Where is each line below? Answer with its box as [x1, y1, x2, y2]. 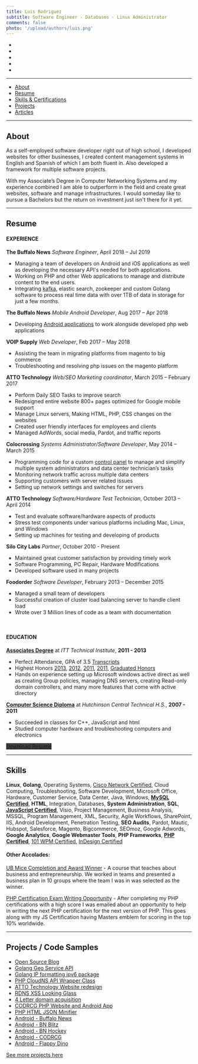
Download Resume [6, 742, 52, 750]
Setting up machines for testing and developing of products [14, 531, 160, 539]
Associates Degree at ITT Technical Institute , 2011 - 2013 [6, 647, 147, 654]
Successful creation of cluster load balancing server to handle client [14, 596, 181, 603]
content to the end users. [14, 278, 77, 286]
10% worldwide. [6, 920, 45, 927]
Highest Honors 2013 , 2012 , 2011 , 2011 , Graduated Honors [14, 664, 156, 672]
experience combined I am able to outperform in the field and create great [6, 184, 186, 191]
